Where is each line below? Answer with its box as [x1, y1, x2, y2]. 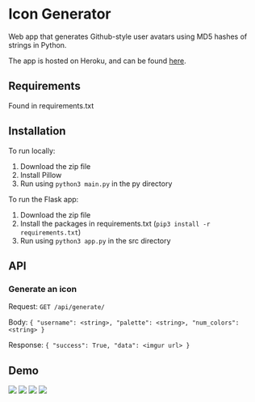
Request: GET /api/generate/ [8, 302, 105, 311]
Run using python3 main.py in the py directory [19, 179, 173, 188]
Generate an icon [8, 283, 77, 294]
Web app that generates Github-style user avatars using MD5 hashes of [8, 32, 248, 41]
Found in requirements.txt [8, 100, 94, 110]
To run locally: [8, 146, 56, 155]
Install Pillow [19, 170, 62, 180]
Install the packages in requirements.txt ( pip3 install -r [19, 218, 211, 228]
